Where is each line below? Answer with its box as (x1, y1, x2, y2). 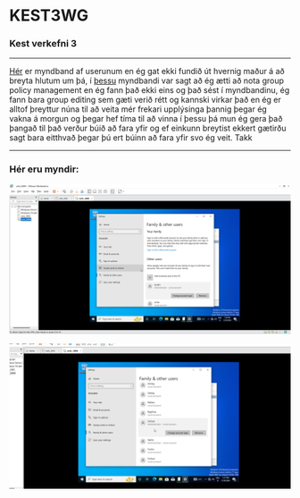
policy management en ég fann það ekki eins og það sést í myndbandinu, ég (9, 85, 290, 96)
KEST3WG (9, 5, 89, 26)
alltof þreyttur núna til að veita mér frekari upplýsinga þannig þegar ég (9, 104, 268, 114)
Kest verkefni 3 (9, 38, 78, 50)
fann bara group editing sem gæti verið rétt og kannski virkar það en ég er (9, 95, 281, 106)
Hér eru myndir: (9, 163, 79, 175)
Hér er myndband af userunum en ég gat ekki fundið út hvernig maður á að (9, 66, 285, 77)
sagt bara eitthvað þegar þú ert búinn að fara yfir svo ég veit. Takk (9, 132, 253, 143)
